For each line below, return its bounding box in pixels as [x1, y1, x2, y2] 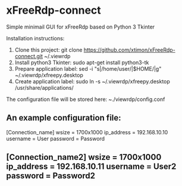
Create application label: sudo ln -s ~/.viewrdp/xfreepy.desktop [14, 78, 171, 85]
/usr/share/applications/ [14, 84, 74, 91]
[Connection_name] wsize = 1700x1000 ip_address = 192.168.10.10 [6, 128, 168, 135]
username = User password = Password [6, 135, 105, 142]
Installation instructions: [6, 34, 65, 42]
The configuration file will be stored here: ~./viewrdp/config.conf [6, 96, 165, 103]
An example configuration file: [6, 113, 121, 123]
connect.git [14, 52, 43, 59]
